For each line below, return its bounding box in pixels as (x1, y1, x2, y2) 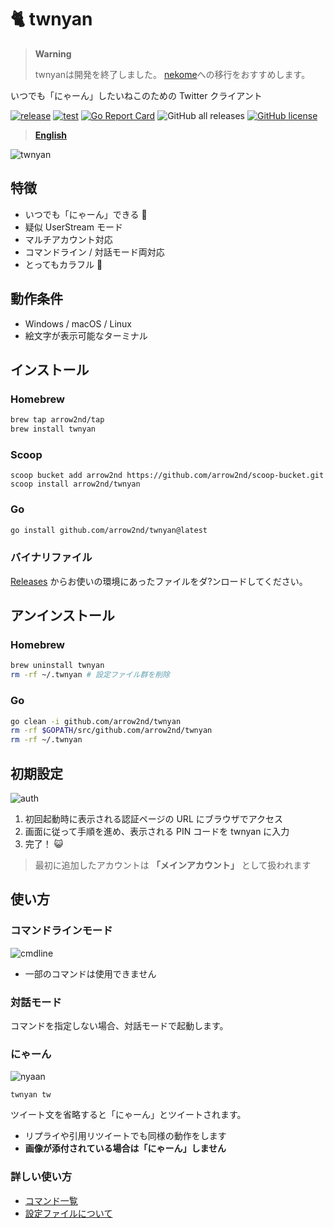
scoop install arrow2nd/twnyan (10, 479, 141, 490)
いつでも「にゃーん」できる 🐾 (24, 208, 148, 220)
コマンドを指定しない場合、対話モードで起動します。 (10, 1019, 229, 1031)
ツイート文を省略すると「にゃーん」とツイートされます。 (10, 1109, 247, 1121)
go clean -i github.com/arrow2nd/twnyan (10, 716, 182, 726)
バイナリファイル (10, 551, 93, 565)
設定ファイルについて (24, 1207, 113, 1219)
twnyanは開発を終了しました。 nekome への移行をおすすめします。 (34, 68, 311, 80)
